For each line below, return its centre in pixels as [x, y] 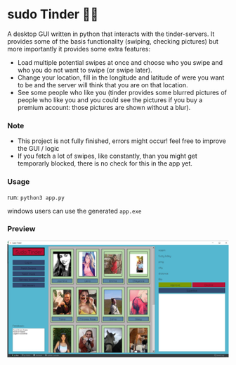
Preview [21, 229]
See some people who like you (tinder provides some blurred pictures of [122, 92]
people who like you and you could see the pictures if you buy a [110, 100]
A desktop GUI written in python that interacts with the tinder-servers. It [111, 34]
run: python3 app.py [36, 197]
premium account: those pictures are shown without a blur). [104, 107]
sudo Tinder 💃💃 [53, 14]
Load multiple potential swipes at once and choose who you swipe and [120, 62]
